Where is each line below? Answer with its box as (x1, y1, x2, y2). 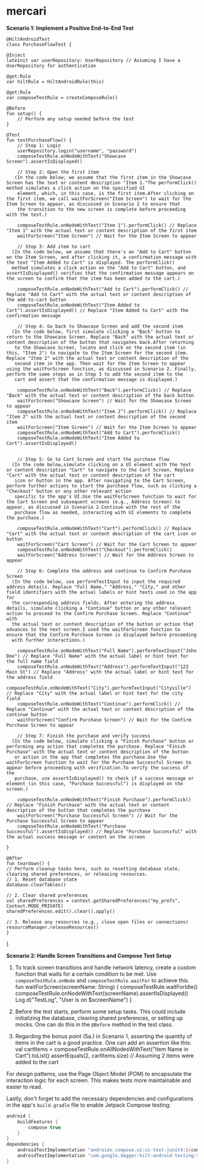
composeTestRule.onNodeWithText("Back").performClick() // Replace (17, 387, 191, 393)
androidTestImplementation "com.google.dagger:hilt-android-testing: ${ (17, 1153, 202, 1159)
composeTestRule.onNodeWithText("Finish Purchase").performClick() (17, 796, 191, 803)
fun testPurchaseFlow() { (6, 137, 72, 143)
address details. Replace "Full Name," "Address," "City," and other (6, 583, 186, 590)
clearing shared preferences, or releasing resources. (6, 871, 148, 877)
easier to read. (6, 1083, 42, 1090)
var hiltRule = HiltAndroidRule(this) (6, 78, 104, 84)
